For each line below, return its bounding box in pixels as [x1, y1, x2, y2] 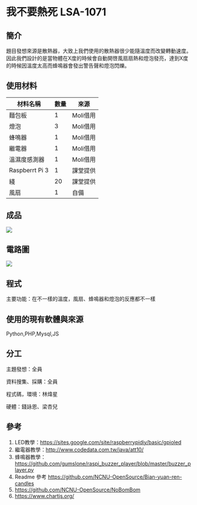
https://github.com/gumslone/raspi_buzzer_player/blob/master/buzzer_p [14, 460, 191, 467]
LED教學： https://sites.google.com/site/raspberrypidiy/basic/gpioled [14, 438, 182, 446]
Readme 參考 [14, 473, 47, 480]
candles [14, 480, 34, 487]
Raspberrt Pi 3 [9, 166, 49, 174]
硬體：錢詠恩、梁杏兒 [6, 403, 58, 410]
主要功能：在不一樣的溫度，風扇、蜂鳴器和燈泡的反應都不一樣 [6, 295, 156, 303]
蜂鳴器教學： [14, 453, 46, 460]
